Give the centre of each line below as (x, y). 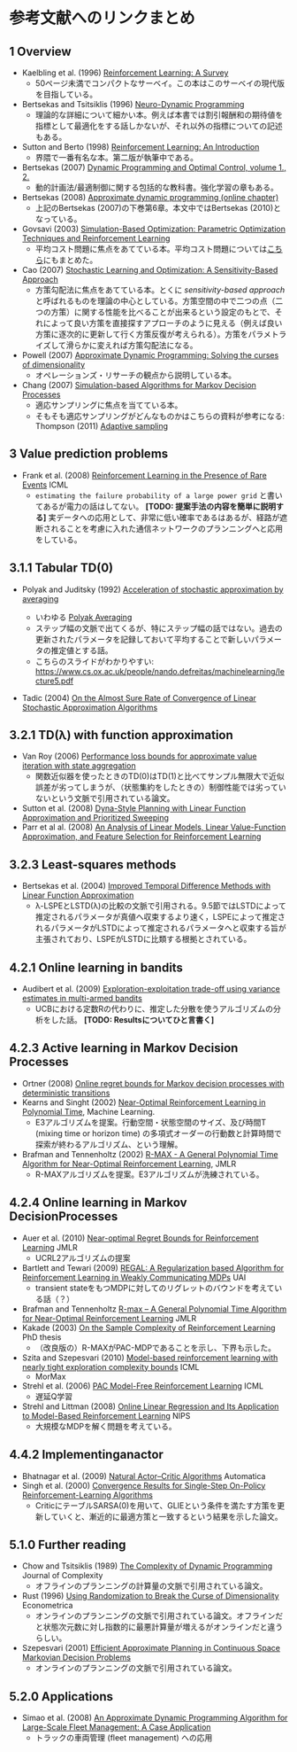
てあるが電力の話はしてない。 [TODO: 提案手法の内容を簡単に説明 (156, 506)
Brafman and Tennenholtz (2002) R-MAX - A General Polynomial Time (150, 1154)
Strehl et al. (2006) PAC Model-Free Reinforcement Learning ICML (142, 1386)
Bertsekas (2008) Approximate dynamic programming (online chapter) (150, 197)
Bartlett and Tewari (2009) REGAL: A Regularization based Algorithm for (153, 1267)
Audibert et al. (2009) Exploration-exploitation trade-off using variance (151, 989)
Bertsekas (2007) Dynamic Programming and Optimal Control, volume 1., (154, 167)
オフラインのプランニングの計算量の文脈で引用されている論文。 (151, 1586)
